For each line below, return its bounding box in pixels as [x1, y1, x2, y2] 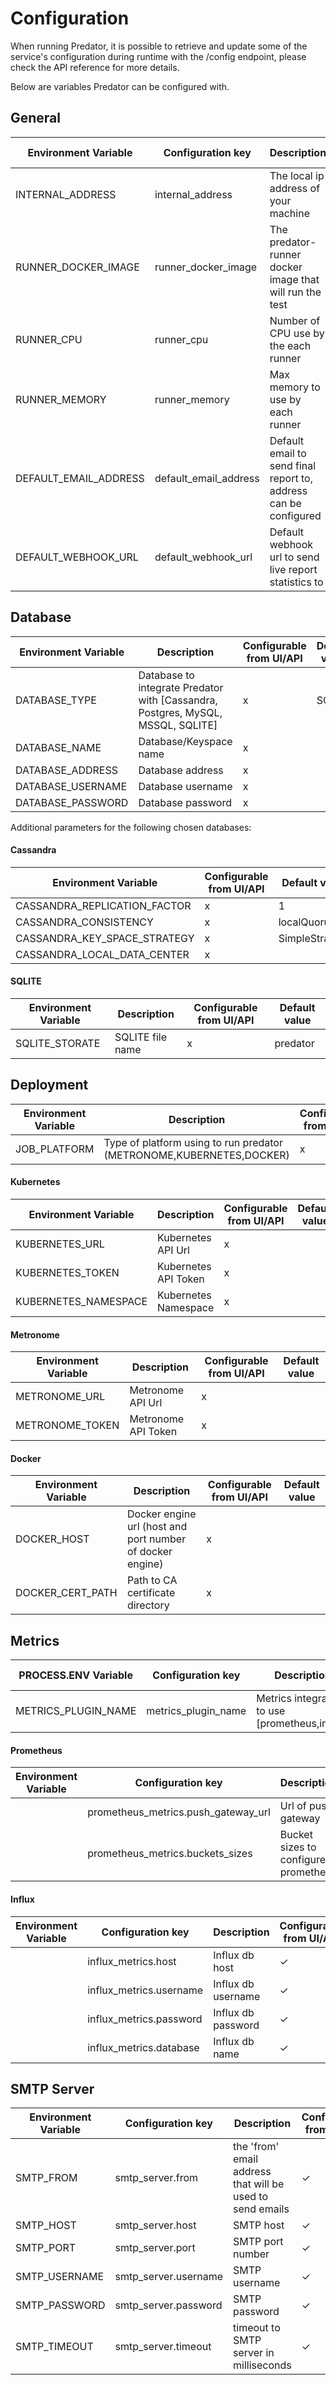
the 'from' [233, 2140, 280, 2154]
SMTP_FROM [15, 2171, 78, 2185]
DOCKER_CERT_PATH [15, 1586, 118, 1600]
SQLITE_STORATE [15, 1036, 101, 1050]
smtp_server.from [114, 2171, 199, 2185]
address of [269, 181, 321, 195]
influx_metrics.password [87, 2012, 203, 2026]
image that [269, 272, 320, 286]
